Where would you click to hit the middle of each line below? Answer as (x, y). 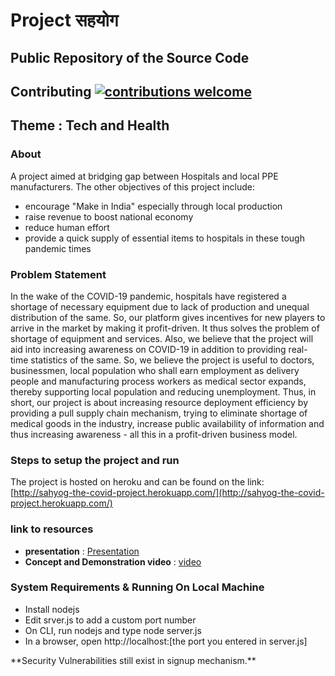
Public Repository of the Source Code (130, 57)
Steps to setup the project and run (95, 460)
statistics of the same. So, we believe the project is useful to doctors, (172, 360)
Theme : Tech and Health (90, 125)
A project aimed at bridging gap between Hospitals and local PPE (144, 176)
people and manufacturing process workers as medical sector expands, (158, 381)
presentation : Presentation (82, 551)
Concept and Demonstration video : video (113, 561)
